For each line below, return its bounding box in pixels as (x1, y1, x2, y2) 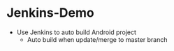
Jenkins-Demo (6, 5, 95, 21)
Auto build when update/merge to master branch (27, 35, 168, 43)
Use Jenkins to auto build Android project (16, 28, 137, 36)
